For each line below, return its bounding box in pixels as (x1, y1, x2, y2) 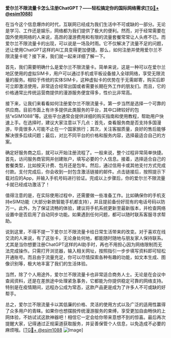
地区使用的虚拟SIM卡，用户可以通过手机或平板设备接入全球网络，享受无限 (5, 70, 161, 76)
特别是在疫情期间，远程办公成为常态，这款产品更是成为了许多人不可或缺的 (5, 284, 161, 290)
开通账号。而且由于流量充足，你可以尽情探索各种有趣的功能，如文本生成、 (5, 254, 161, 260)
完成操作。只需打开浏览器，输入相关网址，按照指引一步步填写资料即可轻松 (9, 248, 166, 254)
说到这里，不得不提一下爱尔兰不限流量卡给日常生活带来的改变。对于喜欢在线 (5, 229, 166, 234)
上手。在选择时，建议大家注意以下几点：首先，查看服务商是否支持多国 (9, 119, 157, 126)
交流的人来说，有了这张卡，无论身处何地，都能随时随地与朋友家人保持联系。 (5, 235, 166, 241)
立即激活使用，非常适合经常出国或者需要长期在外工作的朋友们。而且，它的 (9, 83, 166, 89)
